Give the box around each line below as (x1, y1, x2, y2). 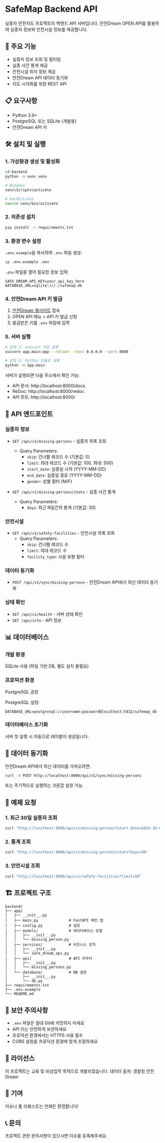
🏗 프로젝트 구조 (5, 889, 52, 897)
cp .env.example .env (5, 259, 50, 264)
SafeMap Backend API (5, 3, 98, 15)
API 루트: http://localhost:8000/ (12, 394, 76, 400)
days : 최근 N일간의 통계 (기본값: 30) (27, 504, 96, 510)
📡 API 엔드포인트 (5, 410, 53, 419)
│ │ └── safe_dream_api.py (5, 951, 69, 956)
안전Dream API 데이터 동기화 (12, 75, 68, 81)
